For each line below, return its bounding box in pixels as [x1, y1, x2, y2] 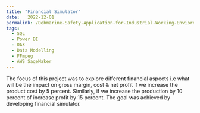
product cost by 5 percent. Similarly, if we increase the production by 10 [6, 87, 183, 95]
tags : [6, 25, 20, 32]
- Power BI [11, 36, 39, 42]
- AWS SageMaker [11, 58, 52, 64]
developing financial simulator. [6, 100, 82, 107]
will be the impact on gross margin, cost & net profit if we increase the [6, 81, 179, 88]
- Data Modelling [11, 48, 55, 54]
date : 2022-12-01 [6, 14, 55, 20]
